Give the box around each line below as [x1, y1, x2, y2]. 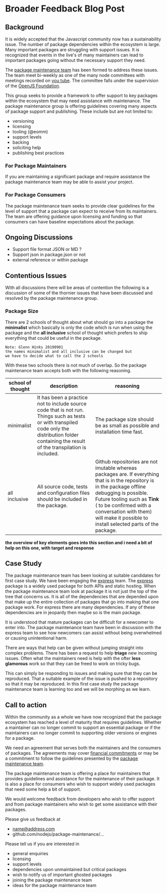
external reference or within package [12, 257, 88, 263]
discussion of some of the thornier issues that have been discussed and [5, 290, 153, 296]
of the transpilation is [37, 444, 86, 450]
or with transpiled [37, 419, 78, 426]
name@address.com [12, 826, 55, 832]
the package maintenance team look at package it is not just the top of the [5, 588, 158, 594]
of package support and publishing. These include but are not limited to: [5, 108, 153, 114]
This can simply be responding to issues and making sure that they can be [5, 670, 158, 676]
